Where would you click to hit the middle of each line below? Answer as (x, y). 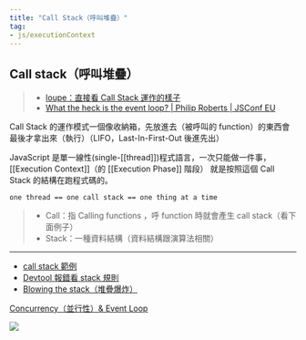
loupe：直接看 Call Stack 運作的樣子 (113, 98)
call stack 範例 (50, 266)
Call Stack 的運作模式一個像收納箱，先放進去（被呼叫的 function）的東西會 (150, 127)
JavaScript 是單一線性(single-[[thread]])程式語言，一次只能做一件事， (140, 158)
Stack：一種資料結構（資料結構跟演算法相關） (132, 239)
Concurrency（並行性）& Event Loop (79, 309)
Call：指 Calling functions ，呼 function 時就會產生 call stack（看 (167, 216)
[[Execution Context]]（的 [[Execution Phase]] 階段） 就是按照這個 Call (142, 169)
